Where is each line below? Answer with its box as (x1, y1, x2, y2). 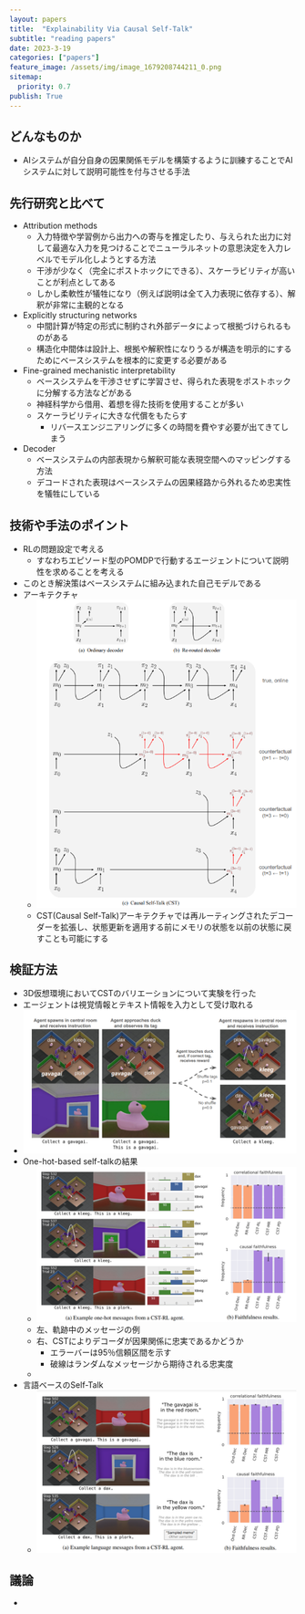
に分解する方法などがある (36, 388, 133, 399)
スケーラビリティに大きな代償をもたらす (36, 411, 188, 422)
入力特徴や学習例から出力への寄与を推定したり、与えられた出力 (36, 231, 276, 242)
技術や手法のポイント (9, 517, 129, 533)
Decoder (22, 443, 56, 454)
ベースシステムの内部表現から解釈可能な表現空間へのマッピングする (36, 454, 291, 465)
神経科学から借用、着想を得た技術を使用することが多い (36, 399, 244, 410)
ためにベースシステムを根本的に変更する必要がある (36, 355, 228, 366)
